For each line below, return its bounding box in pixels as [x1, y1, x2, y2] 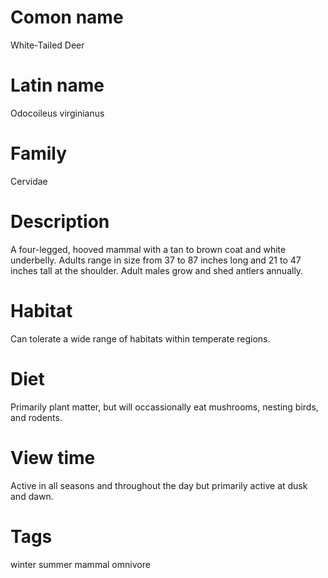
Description [10, 211, 110, 233]
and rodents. [10, 411, 63, 423]
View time [10, 446, 96, 469]
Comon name [10, 6, 124, 29]
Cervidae [10, 175, 48, 187]
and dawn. [10, 490, 54, 502]
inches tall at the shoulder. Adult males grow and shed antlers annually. [10, 264, 304, 276]
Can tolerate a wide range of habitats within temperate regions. [10, 332, 271, 345]
